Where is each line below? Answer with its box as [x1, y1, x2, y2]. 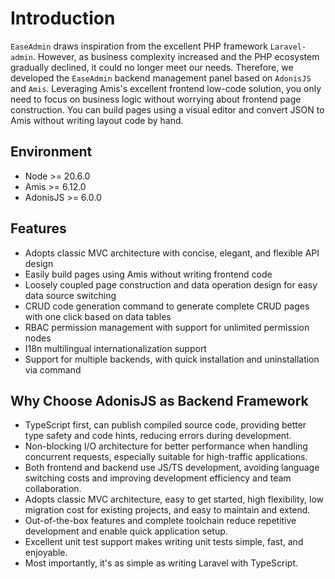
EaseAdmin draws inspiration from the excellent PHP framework [10, 40, 268, 52]
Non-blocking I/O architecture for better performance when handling [24, 440, 308, 452]
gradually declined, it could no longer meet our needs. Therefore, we [10, 61, 294, 73]
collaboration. [24, 483, 82, 495]
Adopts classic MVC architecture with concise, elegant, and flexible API [24, 247, 320, 259]
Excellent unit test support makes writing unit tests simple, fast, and [24, 536, 304, 548]
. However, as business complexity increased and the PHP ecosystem [32, 50, 320, 62]
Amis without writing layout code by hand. [10, 114, 184, 126]
